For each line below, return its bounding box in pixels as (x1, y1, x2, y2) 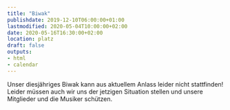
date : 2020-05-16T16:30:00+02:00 (7, 29, 103, 36)
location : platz (7, 36, 54, 43)
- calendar (7, 61, 39, 68)
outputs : (7, 49, 32, 56)
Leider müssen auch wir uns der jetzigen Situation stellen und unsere (7, 87, 203, 96)
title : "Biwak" (7, 10, 51, 17)
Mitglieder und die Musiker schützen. (7, 94, 113, 103)
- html (7, 55, 26, 62)
